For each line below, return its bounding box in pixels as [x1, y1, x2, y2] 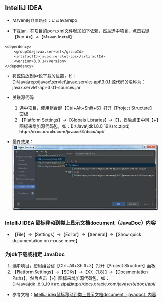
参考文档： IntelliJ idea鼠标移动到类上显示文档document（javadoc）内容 [12, 291, 157, 297]
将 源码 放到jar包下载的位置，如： [12, 73, 77, 78]
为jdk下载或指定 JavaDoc [5, 251, 65, 258]
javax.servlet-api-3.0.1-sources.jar [12, 84, 81, 90]
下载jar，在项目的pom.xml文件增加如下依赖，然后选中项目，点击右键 [12, 28, 150, 34]
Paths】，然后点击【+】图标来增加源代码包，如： [12, 275, 110, 281]
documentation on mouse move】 [12, 237, 80, 243]
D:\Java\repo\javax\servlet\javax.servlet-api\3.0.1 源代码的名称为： [12, 79, 146, 85]
